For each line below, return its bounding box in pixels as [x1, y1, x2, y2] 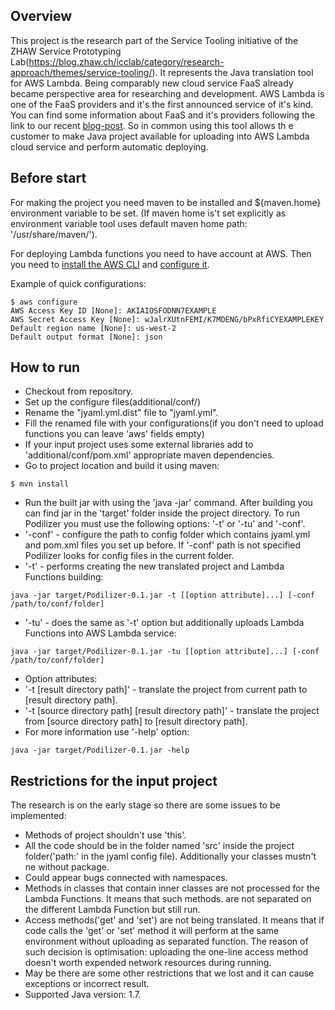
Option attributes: [24, 673, 98, 685]
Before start [10, 170, 87, 187]
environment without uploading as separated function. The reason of [24, 935, 309, 948]
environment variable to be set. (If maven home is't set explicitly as [10, 207, 287, 219]
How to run [10, 359, 81, 376]
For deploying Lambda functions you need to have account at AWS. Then [10, 247, 312, 259]
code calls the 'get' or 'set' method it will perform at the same [24, 925, 280, 937]
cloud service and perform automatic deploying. [10, 140, 209, 153]
